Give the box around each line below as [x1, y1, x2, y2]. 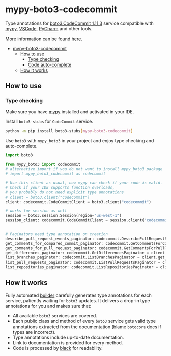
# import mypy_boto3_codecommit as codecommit [5, 171, 106, 176]
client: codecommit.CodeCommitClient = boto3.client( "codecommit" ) [5, 199, 152, 204]
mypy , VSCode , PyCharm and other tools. [5, 25, 93, 31]
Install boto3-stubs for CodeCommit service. [5, 118, 93, 124]
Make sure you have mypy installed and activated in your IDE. [5, 108, 134, 115]
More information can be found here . [5, 36, 82, 42]
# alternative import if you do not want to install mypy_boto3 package [5, 167, 163, 172]
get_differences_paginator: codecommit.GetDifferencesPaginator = [5, 250, 149, 255]
